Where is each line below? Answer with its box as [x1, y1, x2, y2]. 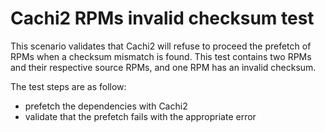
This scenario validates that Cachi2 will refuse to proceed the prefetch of [10, 40, 312, 52]
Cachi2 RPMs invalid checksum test [10, 7, 315, 30]
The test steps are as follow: [10, 80, 127, 92]
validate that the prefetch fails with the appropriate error [24, 110, 257, 122]
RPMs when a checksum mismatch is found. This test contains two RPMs [10, 50, 312, 62]
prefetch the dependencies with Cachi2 [24, 100, 188, 112]
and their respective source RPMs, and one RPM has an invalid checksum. [10, 61, 317, 73]
